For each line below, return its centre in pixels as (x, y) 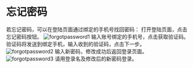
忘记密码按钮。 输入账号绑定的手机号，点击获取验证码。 (97, 36)
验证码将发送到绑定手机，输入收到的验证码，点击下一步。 (75, 44)
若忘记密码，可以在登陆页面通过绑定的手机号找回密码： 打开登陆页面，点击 (97, 29)
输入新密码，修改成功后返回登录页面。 (101, 51)
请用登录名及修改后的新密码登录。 (96, 59)
